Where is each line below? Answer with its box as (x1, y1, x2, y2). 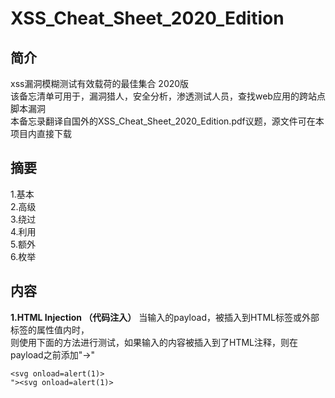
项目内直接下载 (10, 128, 72, 139)
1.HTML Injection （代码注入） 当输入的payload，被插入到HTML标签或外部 (10, 311, 320, 323)
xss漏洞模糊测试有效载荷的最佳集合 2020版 (10, 78, 190, 89)
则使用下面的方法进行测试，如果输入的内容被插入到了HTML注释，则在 (10, 336, 299, 348)
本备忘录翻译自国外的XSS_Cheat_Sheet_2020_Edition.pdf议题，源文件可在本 (10, 115, 325, 127)
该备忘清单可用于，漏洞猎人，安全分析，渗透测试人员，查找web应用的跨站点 (10, 90, 326, 102)
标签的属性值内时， (10, 323, 90, 336)
